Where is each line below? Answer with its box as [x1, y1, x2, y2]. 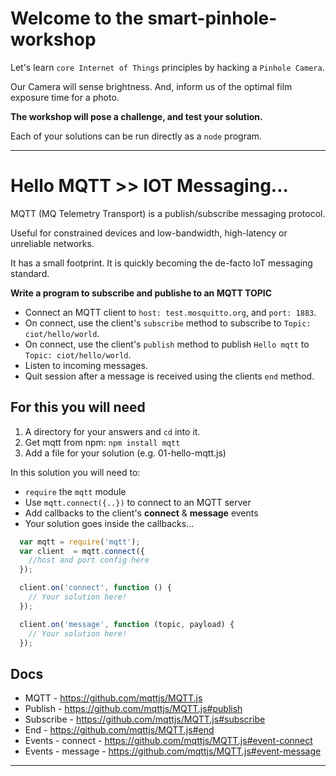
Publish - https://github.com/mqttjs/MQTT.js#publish [24, 703, 243, 715]
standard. [10, 267, 50, 279]
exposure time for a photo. [10, 91, 120, 103]
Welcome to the [10, 7, 144, 30]
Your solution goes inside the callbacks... [24, 517, 195, 529]
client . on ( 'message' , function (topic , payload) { [19, 619, 235, 629]
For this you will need [10, 399, 146, 416]
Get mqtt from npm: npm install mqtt [24, 436, 181, 448]
